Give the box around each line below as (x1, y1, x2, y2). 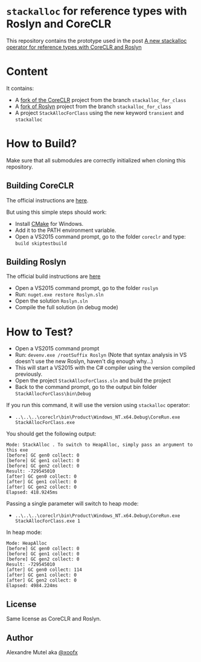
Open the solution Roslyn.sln (14, 297, 89, 304)
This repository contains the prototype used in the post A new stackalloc (6, 37, 187, 44)
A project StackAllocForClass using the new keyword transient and (14, 109, 184, 116)
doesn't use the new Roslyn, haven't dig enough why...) (14, 358, 153, 365)
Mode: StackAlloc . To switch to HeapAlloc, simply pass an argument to (6, 442, 193, 448)
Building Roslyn (6, 257, 66, 267)
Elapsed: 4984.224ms (6, 583, 59, 589)
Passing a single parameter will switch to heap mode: (6, 500, 139, 507)
